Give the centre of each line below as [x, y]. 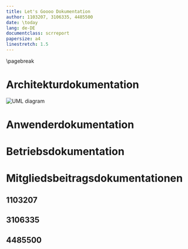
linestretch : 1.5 [27, 45]
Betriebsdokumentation [65, 152]
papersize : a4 [23, 39]
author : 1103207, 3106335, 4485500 [50, 17]
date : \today [22, 22]
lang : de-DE [21, 28]
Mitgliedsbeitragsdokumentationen [95, 178]
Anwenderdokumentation [70, 124]
